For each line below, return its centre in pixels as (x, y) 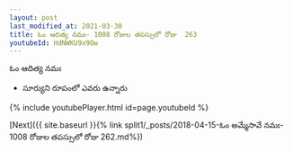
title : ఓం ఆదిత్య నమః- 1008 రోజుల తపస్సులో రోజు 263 (103, 34)
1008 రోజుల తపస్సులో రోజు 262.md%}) (76, 137)
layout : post (34, 18)
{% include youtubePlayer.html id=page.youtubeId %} (109, 108)
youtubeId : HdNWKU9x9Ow (54, 43)
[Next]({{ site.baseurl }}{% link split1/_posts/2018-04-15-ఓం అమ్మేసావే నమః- (147, 125)
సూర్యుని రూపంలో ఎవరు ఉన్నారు (75, 88)
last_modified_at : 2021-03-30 (66, 26)
